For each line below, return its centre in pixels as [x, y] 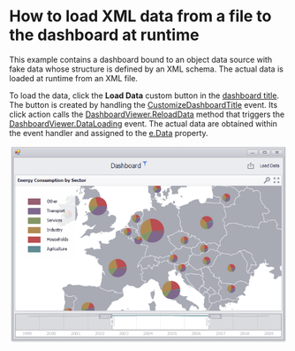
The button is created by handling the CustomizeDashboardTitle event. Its [144, 104]
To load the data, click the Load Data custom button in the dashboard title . [144, 95]
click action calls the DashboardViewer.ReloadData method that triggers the [147, 114]
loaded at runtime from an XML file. [74, 78]
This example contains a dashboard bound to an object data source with [140, 59]
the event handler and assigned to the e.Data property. [109, 133]
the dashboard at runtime [104, 35]
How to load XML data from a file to [140, 16]
